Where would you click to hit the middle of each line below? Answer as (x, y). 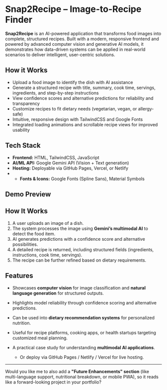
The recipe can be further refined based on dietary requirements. (79, 260)
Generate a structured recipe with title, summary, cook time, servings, (84, 88)
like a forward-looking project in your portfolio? (53, 382)
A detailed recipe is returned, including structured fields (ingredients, (83, 249)
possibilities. (25, 244)
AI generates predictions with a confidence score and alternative (79, 239)
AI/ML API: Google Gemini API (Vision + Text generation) (71, 163)
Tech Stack (23, 146)
